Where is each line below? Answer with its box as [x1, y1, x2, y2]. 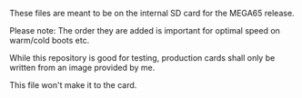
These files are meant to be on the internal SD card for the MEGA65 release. [9, 8, 295, 18]
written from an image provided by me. [9, 63, 156, 73]
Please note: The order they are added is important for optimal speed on [9, 25, 280, 35]
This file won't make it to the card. [9, 80, 137, 90]
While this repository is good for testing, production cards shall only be [9, 53, 276, 63]
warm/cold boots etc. [9, 35, 90, 45]
